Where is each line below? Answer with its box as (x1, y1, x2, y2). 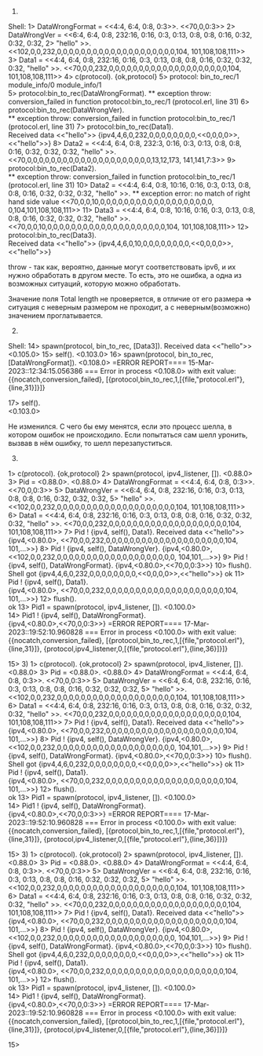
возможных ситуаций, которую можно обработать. (8, 279, 181, 288)
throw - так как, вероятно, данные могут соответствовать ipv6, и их (8, 262, 236, 272)
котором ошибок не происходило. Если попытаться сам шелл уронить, (8, 430, 248, 439)
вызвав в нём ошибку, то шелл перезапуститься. (8, 439, 173, 448)
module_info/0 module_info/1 (8, 80, 102, 90)
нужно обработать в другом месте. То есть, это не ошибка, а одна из (8, 271, 242, 280)
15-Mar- (188, 358, 214, 367)
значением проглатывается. (8, 311, 104, 320)
